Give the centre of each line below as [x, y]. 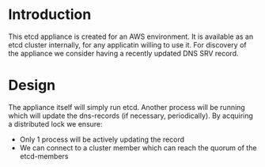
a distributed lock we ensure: [55, 123]
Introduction [50, 15]
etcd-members [44, 156]
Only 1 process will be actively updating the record [102, 139]
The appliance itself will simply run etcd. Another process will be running [127, 107]
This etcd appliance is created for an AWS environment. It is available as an [131, 36]
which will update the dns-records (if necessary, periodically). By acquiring [131, 116]
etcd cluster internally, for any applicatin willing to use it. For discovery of [127, 44]
